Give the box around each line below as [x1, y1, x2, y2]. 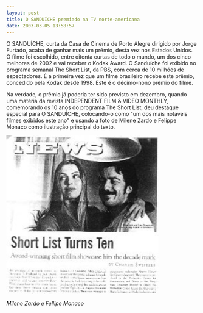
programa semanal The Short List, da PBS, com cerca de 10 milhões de [6, 66, 184, 73]
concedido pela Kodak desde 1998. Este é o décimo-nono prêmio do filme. [6, 79, 193, 87]
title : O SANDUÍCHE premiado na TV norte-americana [6, 16, 140, 23]
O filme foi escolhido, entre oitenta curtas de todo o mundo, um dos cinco [6, 53, 191, 60]
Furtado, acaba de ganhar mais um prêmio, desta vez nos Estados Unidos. [6, 46, 193, 54]
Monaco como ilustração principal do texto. [6, 123, 115, 131]
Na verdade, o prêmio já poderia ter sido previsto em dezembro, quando [6, 91, 187, 98]
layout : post [6, 10, 40, 16]
